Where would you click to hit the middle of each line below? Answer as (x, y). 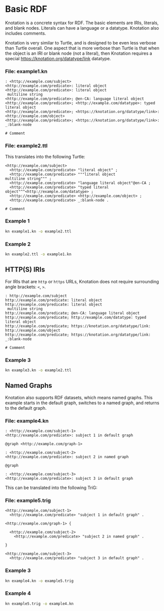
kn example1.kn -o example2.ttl (38, 231)
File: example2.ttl (26, 146)
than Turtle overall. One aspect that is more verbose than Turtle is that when (82, 48)
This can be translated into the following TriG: (51, 488)
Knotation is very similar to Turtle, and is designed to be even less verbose (81, 42)
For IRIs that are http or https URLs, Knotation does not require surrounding (82, 281)
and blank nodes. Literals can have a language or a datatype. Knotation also (82, 28)
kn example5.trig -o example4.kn (39, 604)
